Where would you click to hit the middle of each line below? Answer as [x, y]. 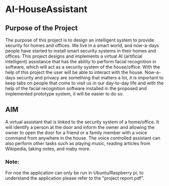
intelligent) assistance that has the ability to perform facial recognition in [81, 61]
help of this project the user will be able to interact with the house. [74, 72]
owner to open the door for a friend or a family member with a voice [76, 132]
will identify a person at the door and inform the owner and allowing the [80, 127]
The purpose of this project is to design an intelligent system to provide [80, 40]
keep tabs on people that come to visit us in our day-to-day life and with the [84, 83]
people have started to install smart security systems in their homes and [81, 51]
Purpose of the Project [42, 28]
